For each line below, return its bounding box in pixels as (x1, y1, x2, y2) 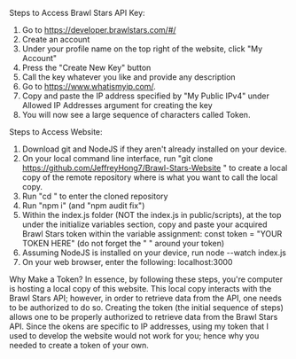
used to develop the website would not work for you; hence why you (9, 331, 260, 340)
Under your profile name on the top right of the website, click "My (21, 43, 263, 54)
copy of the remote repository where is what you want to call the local (21, 172, 278, 183)
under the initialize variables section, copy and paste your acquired (21, 219, 268, 230)
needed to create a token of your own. (9, 340, 149, 350)
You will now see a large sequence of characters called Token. (21, 110, 251, 120)
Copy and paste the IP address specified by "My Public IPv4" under (21, 90, 270, 101)
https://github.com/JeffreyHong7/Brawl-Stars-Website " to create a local (21, 163, 288, 173)
